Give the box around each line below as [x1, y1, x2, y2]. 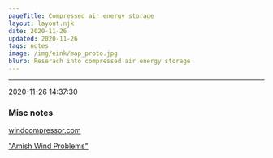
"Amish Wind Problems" [8, 141, 89, 151]
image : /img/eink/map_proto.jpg [8, 49, 118, 58]
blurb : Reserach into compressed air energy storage [8, 58, 191, 66]
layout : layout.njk [8, 19, 75, 28]
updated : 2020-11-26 [8, 34, 79, 43]
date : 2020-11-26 [8, 27, 67, 35]
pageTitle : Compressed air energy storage [8, 11, 154, 20]
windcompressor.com [8, 126, 81, 135]
